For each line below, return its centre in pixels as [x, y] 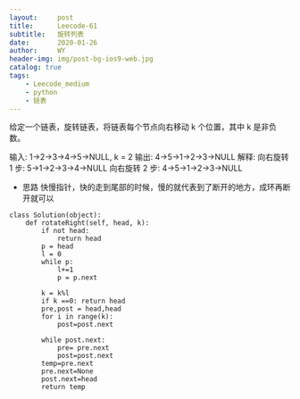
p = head [58, 246]
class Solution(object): [55, 215]
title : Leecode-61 [54, 26]
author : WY [37, 51]
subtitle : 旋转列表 [47, 34]
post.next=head [70, 379]
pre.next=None [67, 371]
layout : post [42, 17]
